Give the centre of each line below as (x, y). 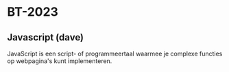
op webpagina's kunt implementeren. (60, 61)
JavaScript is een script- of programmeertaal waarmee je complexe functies (115, 53)
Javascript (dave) (46, 37)
